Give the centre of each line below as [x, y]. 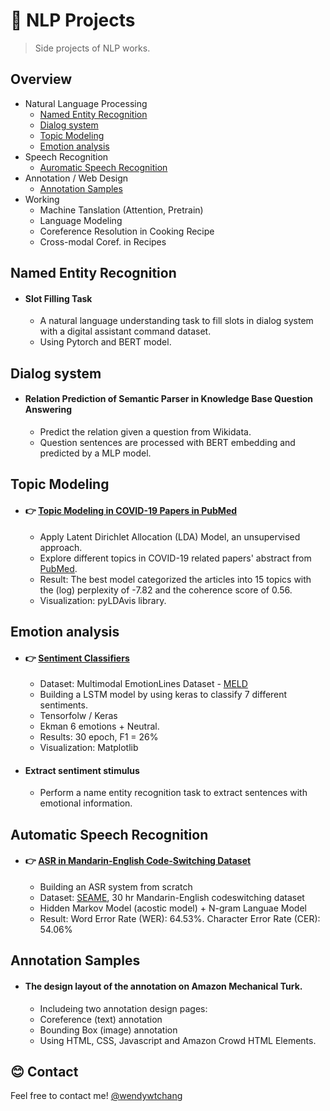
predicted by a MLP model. [95, 453]
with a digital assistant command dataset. [125, 331]
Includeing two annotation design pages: [123, 1008]
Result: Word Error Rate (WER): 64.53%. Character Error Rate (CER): [180, 918]
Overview [41, 79]
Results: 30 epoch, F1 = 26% [99, 737]
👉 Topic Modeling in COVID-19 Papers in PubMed [131, 510]
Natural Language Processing [86, 103]
